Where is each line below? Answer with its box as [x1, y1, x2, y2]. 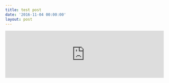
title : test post [5, 7, 42, 13]
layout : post [5, 17, 33, 22]
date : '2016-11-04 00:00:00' [5, 12, 66, 17]
